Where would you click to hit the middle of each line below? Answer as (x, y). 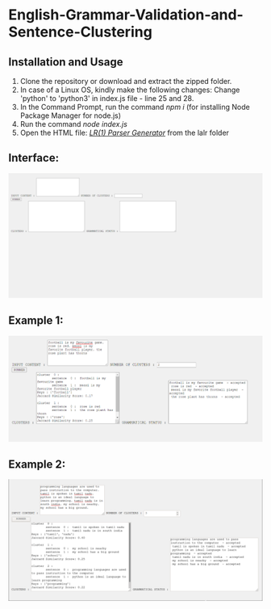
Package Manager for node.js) (71, 115)
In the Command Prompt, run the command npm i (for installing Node (135, 107)
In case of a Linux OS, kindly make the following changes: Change (130, 90)
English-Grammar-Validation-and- (126, 15)
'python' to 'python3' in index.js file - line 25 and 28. (107, 98)
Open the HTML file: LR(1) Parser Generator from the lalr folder (125, 132)
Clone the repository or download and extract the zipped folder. (126, 81)
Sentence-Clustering (81, 32)
